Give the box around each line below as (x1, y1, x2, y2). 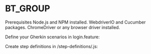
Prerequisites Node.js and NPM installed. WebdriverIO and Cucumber (5, 19, 146, 25)
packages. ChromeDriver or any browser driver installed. (5, 24, 121, 30)
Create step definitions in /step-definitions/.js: (5, 43, 98, 49)
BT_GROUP (5, 3, 50, 14)
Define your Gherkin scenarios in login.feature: (5, 34, 100, 40)
